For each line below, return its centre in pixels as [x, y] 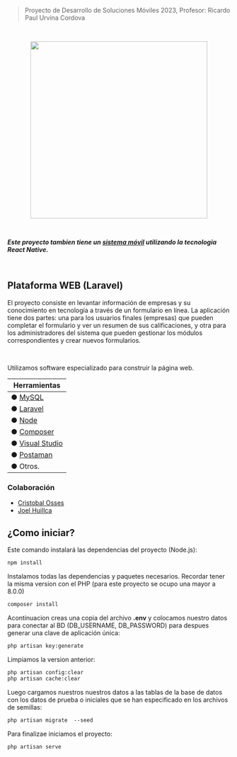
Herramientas [37, 385]
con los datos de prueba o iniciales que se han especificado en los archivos [118, 700]
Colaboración [31, 487]
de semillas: [25, 707]
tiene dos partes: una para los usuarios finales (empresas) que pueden [110, 317]
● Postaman [32, 455]
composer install [33, 604]
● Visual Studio [37, 443]
